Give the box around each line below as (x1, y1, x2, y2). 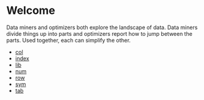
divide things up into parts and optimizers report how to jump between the (6, 30, 193, 37)
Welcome (6, 4, 55, 18)
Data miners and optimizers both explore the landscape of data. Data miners (6, 24, 198, 31)
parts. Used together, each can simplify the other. (6, 36, 131, 44)
